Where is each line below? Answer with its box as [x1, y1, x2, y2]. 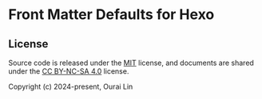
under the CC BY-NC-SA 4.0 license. [8, 67, 129, 76]
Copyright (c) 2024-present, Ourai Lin [8, 82, 133, 91]
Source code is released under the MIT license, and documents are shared [8, 58, 254, 67]
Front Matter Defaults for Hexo [8, 6, 215, 24]
